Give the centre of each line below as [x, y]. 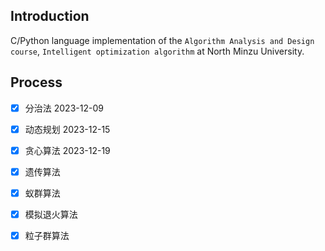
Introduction [50, 16]
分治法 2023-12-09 [64, 108]
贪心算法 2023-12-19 [67, 150]
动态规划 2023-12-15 [67, 129]
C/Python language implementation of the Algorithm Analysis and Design [162, 40]
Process [36, 82]
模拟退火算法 [51, 214]
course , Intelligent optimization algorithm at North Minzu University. [157, 51]
